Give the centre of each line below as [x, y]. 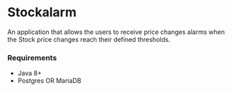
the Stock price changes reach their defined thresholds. [89, 39]
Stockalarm [42, 12]
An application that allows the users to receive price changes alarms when [116, 32]
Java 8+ [29, 73]
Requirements [32, 57]
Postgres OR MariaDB [49, 81]
